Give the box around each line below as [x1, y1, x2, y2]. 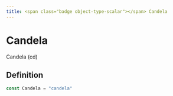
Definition [6, 70, 43, 80]
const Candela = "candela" [6, 85, 73, 91]
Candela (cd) [6, 53, 38, 60]
